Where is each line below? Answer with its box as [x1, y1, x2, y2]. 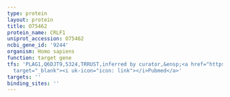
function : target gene [7, 55, 72, 61]
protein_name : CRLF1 [7, 29, 66, 36]
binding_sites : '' [7, 80, 60, 87]
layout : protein [7, 16, 53, 23]
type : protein [7, 10, 48, 17]
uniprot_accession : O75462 [7, 36, 84, 42]
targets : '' [7, 73, 41, 81]
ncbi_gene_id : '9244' [7, 42, 69, 48]
